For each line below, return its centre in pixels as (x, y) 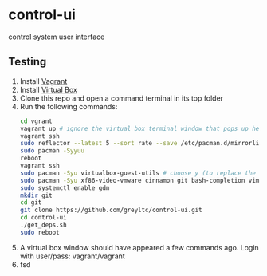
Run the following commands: (69, 106)
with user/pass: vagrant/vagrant (72, 256)
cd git (31, 203)
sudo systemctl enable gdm (65, 188)
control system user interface (57, 37)
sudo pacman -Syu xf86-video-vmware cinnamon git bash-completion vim (139, 180)
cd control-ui (43, 218)
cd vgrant (36, 121)
